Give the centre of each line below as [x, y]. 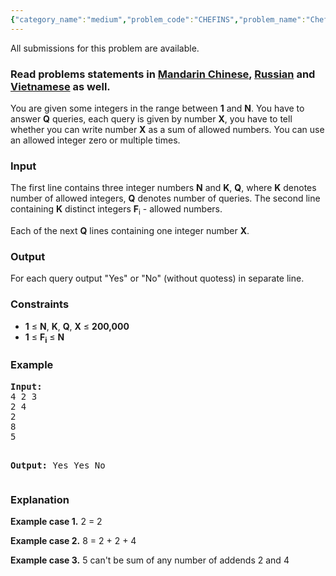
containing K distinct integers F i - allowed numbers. [116, 210]
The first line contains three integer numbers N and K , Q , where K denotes [163, 188]
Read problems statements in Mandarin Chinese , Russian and [163, 74]
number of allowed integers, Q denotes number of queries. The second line [165, 198]
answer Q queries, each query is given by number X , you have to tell [151, 118]
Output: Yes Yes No [58, 465]
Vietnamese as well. [60, 86]
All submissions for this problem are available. [105, 48]
